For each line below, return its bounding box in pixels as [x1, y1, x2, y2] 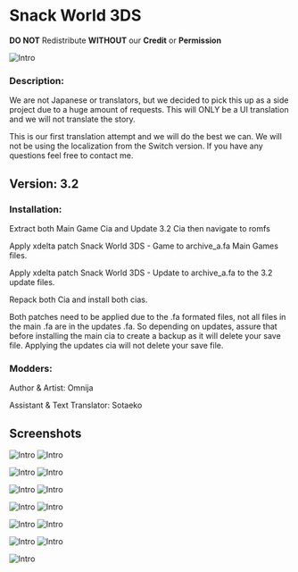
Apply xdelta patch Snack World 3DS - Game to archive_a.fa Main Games [9, 240, 279, 251]
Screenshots [9, 425, 82, 441]
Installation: [9, 203, 62, 215]
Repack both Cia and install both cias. [9, 294, 148, 305]
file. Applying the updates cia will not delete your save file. [9, 340, 224, 350]
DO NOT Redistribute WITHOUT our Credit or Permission [9, 35, 221, 46]
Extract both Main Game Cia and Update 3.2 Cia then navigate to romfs [9, 223, 270, 233]
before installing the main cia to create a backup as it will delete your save [9, 330, 281, 341]
